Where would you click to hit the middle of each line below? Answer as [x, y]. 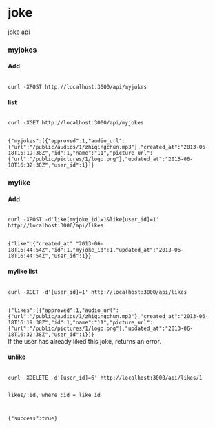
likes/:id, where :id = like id [54, 395]
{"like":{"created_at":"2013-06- [56, 244]
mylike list [23, 271]
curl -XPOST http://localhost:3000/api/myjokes [78, 87]
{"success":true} [33, 418]
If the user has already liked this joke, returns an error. [84, 341]
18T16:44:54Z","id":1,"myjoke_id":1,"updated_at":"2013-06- [96, 250]
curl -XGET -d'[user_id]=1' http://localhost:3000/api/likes [98, 292]
